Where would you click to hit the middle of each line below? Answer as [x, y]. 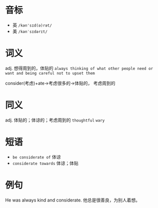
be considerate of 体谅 [36, 157]
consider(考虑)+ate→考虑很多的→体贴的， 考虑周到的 [60, 83]
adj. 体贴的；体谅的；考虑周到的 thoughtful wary [55, 120]
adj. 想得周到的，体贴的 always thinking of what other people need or [79, 68]
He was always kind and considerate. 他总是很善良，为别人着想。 [73, 200]
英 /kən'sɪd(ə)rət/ [32, 25]
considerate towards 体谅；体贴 [45, 163]
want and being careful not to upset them [50, 73]
